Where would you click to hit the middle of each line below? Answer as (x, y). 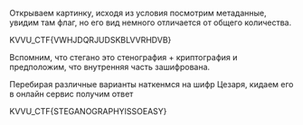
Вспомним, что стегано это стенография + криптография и (123, 57)
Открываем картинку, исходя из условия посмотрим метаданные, (138, 13)
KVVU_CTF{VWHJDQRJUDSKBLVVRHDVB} (90, 40)
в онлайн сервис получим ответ (71, 94)
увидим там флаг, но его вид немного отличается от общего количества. (151, 22)
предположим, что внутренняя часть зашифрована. (110, 67)
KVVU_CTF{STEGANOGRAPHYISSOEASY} (88, 111)
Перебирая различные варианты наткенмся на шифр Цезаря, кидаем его (151, 84)
